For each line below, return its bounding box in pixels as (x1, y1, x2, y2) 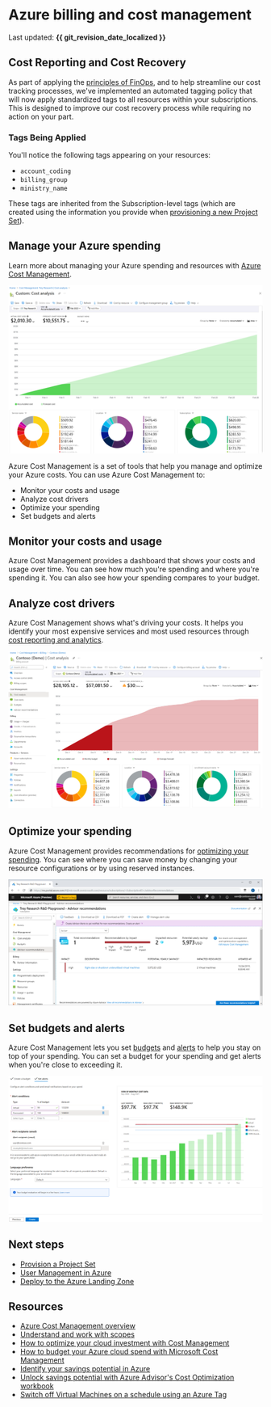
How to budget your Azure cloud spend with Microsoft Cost (19, 1347, 219, 1357)
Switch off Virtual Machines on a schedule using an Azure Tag (19, 1390, 227, 1400)
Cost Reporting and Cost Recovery (8, 56, 187, 70)
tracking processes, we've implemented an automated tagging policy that (8, 86, 252, 95)
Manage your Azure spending (8, 239, 161, 253)
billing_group (19, 176, 68, 184)
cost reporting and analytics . (8, 635, 104, 645)
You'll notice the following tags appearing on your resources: (8, 150, 211, 160)
